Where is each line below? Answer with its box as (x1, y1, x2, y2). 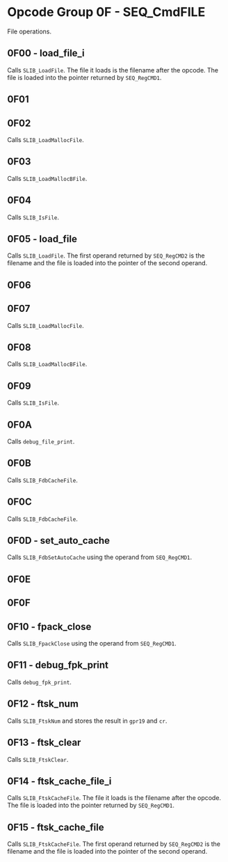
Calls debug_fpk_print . (7, 677, 72, 686)
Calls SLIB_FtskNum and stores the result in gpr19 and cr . (7, 716, 168, 725)
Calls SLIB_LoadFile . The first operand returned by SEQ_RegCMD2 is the (7, 251, 205, 260)
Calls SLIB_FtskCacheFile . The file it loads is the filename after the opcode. (7, 794, 221, 802)
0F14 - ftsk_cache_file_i (7, 775, 112, 787)
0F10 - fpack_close (7, 620, 92, 632)
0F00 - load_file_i (7, 47, 85, 59)
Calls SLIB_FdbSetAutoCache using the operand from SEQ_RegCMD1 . (7, 553, 193, 561)
